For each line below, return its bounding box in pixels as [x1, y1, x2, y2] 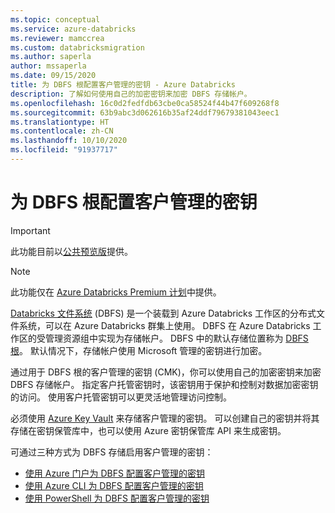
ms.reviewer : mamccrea [10, 33, 105, 43]
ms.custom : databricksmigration [10, 42, 145, 53]
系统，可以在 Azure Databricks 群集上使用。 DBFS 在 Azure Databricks [18, 319, 311, 331]
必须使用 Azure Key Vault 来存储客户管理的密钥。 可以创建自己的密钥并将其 [10, 412, 320, 424]
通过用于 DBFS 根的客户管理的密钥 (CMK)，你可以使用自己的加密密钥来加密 [10, 366, 322, 378]
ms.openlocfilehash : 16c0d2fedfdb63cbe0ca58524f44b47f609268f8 [10, 98, 280, 108]
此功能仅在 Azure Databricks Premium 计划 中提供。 [10, 286, 222, 298]
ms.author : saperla [10, 52, 92, 62]
